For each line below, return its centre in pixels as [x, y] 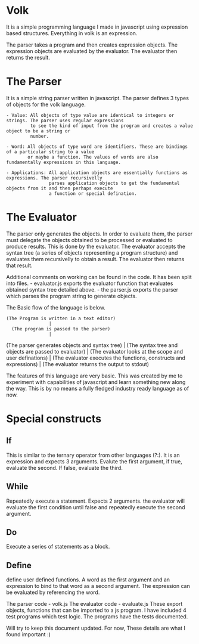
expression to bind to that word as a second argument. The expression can [98, 586]
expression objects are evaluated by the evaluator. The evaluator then [92, 51]
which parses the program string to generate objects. [71, 296]
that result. [19, 265]
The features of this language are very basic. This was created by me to [94, 376]
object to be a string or [38, 131]
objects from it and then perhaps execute [60, 188]
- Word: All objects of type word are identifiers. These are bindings [97, 147]
